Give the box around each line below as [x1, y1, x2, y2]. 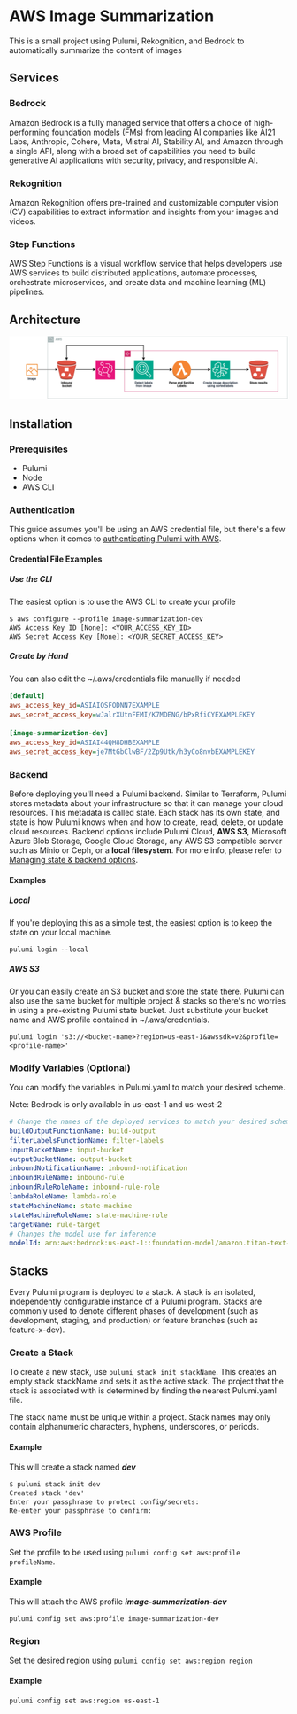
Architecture [9, 312, 81, 327]
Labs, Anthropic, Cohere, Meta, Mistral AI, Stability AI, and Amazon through [9, 136, 284, 147]
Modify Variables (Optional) [9, 1061, 131, 1074]
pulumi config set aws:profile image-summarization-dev [9, 1615, 219, 1624]
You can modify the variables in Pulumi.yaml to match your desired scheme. [9, 1082, 286, 1092]
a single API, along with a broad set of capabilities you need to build [9, 145, 256, 156]
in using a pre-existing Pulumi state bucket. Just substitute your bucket [9, 1004, 268, 1015]
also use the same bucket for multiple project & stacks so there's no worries [9, 995, 286, 1006]
